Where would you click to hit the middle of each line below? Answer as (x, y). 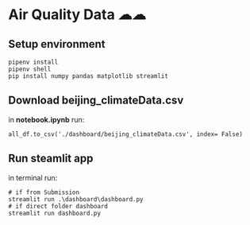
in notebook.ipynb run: (46, 119)
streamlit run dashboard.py (55, 213)
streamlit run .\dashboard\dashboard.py (76, 199)
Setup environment (57, 44)
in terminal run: (33, 177)
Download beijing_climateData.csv (96, 101)
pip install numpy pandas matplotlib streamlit (88, 76)
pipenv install (33, 62)
